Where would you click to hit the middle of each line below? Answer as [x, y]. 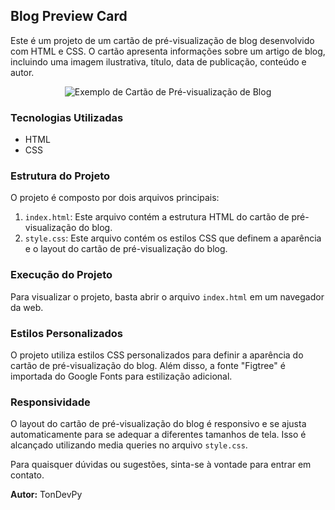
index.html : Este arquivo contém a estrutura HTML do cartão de [157, 217]
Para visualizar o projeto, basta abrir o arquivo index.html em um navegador [167, 296]
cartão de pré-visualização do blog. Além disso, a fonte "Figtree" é [148, 365]
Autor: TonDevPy [46, 495]
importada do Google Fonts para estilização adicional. [121, 376]
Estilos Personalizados [67, 333]
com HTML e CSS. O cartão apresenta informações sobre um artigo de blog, [168, 51]
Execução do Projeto [61, 275]
